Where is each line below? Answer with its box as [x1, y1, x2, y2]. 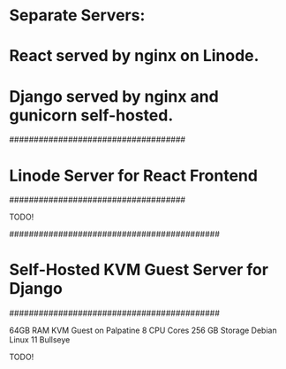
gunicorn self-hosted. [9, 105, 174, 125]
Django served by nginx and [9, 86, 219, 106]
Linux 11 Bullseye [9, 334, 71, 345]
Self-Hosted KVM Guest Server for [9, 260, 269, 280]
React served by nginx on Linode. [9, 46, 260, 66]
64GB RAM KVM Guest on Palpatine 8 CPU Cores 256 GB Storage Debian [9, 325, 277, 336]
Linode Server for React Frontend [9, 165, 259, 186]
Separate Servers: [9, 5, 146, 26]
